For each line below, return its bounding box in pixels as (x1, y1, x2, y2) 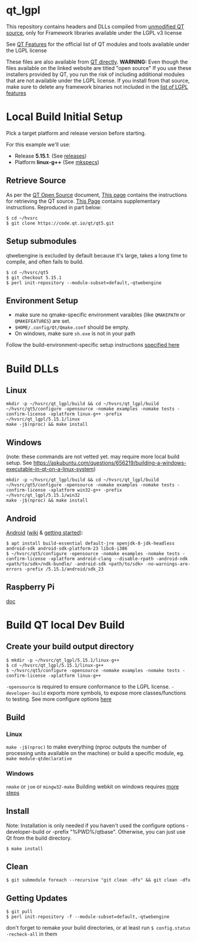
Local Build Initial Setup (6, 110, 123, 123)
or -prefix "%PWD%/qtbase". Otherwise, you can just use (46, 828, 186, 835)
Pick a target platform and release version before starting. (6, 129, 146, 136)
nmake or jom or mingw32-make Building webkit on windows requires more (6, 783, 179, 790)
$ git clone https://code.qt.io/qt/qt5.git (6, 220, 115, 226)
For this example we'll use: (6, 141, 71, 148)
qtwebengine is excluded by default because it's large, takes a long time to (6, 252, 188, 259)
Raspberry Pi (6, 582, 55, 592)
